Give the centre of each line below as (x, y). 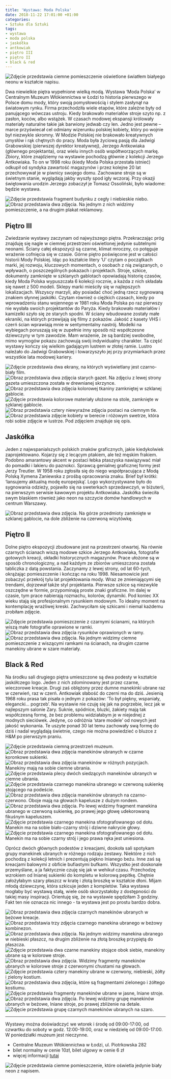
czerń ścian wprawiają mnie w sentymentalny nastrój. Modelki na (74, 325)
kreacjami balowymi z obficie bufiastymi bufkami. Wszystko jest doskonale (84, 864)
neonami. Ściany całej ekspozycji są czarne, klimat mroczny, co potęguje (82, 249)
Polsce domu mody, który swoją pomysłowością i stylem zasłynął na (77, 103)
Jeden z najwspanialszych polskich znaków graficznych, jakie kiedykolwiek (84, 449)
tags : (11, 29)
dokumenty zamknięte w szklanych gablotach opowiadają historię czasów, (83, 276)
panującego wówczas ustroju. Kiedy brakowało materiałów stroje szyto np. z (85, 113)
